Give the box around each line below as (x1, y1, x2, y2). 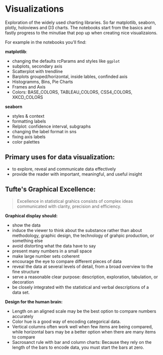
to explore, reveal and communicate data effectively (12, 166, 116, 172)
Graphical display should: (5, 213, 58, 218)
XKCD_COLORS (12, 94, 44, 100)
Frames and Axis (12, 84, 46, 89)
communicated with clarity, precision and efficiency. (16, 203, 121, 209)
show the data (12, 222, 41, 228)
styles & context (12, 113, 45, 119)
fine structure (12, 268, 40, 274)
